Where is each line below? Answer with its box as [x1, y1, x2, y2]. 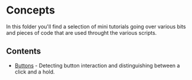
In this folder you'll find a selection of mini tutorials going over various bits [6, 23, 186, 30]
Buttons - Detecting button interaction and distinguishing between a [14, 62, 180, 69]
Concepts [6, 4, 55, 17]
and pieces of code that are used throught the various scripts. [6, 29, 157, 36]
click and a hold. [14, 68, 55, 75]
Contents [6, 46, 41, 56]
